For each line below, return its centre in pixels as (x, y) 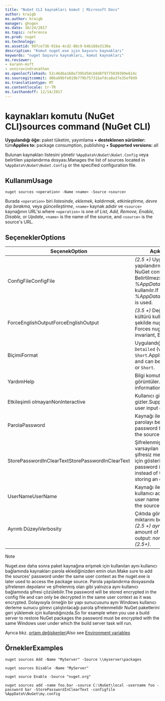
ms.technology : (21, 42)
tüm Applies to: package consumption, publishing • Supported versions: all (82, 145)
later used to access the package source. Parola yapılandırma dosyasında (80, 581)
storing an (146, 479)
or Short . (145, 367)
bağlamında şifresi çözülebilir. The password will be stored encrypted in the (81, 592)
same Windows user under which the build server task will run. (69, 623)
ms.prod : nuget (21, 37)
